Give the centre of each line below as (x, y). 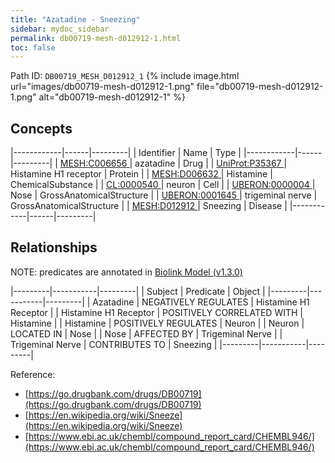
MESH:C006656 (93, 163)
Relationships (54, 247)
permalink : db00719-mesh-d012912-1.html (96, 38)
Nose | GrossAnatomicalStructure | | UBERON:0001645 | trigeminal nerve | (164, 195)
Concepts (41, 128)
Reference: (33, 374)
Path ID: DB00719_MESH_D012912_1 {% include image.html (125, 76)
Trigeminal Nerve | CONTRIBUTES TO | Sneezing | (114, 344)
